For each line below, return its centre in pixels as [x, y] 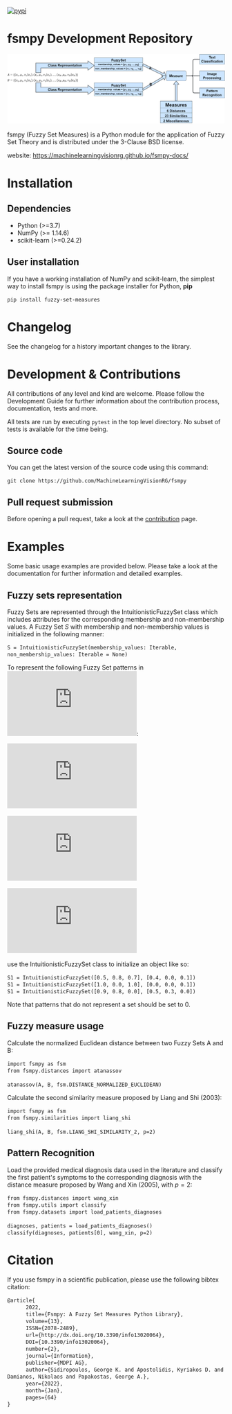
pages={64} [41, 1397]
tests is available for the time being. [58, 429]
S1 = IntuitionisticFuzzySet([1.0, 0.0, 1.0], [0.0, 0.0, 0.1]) [101, 984]
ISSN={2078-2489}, [52, 1328]
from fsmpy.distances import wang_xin [63, 1198]
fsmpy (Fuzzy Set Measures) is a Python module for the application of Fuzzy [116, 134]
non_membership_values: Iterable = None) [68, 654]
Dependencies [39, 209]
